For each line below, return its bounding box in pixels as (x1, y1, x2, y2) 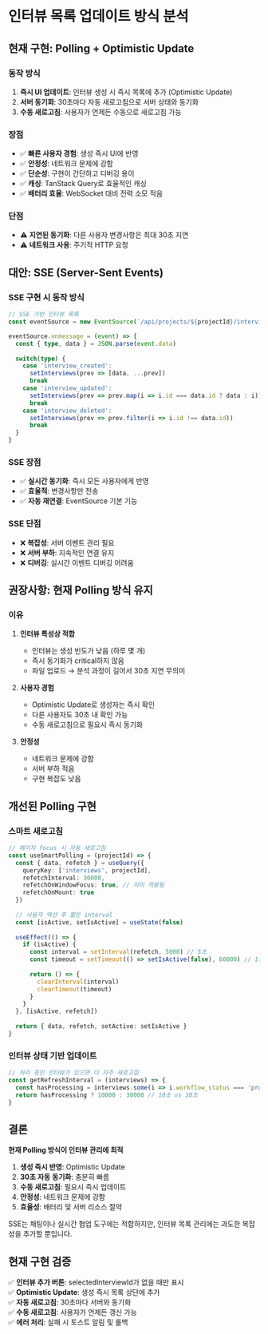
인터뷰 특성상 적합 (19, 629, 76, 639)
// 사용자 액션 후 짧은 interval (15, 911, 113, 919)
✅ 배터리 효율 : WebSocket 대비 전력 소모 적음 (19, 189, 164, 198)
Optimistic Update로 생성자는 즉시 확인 (31, 700, 156, 709)
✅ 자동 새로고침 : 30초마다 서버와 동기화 (8, 1297, 132, 1307)
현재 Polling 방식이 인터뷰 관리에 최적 (8, 1145, 124, 1155)
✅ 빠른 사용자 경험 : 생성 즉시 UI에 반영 (19, 149, 139, 158)
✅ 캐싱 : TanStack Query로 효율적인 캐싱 (19, 179, 148, 189)
